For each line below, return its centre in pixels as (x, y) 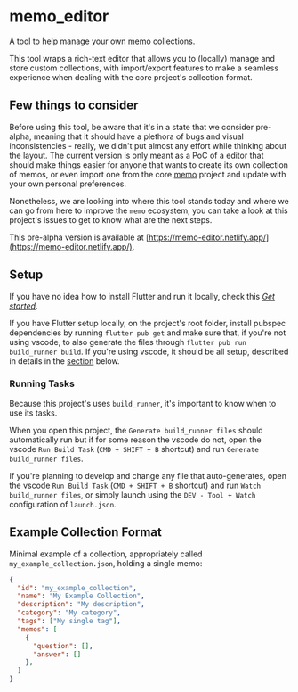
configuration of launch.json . (63, 504)
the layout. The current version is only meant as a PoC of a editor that (137, 155)
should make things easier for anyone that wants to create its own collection (149, 165)
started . (24, 306)
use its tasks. (33, 413)
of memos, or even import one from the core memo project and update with (148, 174)
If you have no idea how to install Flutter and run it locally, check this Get (142, 296)
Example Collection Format (85, 532)
